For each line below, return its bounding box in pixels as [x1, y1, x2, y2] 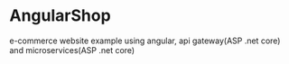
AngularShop [9, 5, 111, 26]
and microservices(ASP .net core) [9, 44, 135, 55]
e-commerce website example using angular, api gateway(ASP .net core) [9, 35, 281, 46]
